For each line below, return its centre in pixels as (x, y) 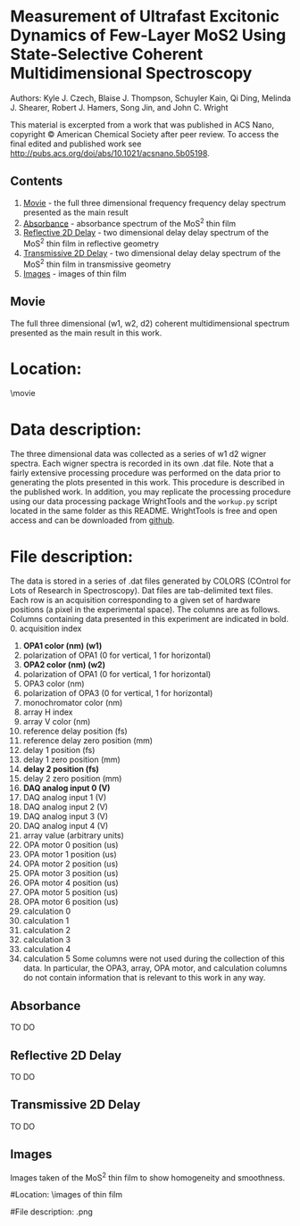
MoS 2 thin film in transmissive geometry (97, 263)
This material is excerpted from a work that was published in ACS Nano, (142, 124)
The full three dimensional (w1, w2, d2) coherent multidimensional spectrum (150, 323)
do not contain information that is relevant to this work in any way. (144, 978)
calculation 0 (47, 911)
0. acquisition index (46, 629)
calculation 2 (46, 931)
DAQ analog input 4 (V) (66, 826)
